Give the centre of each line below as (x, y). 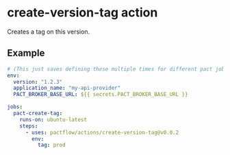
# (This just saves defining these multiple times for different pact (110, 69)
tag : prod (52, 145)
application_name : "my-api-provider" (67, 88)
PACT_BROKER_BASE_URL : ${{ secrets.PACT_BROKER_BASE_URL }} (101, 95)
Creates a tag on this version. (49, 32)
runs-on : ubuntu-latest (53, 119)
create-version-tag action (82, 13)
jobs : (15, 107)
